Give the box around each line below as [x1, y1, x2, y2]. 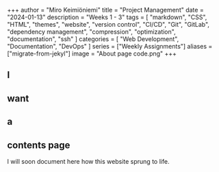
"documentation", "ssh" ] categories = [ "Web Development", [7, 35, 179, 43]
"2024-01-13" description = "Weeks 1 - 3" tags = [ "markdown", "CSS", [7, 13, 207, 21]
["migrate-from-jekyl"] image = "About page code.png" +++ [7, 49, 177, 58]
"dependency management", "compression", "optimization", [7, 27, 176, 36]
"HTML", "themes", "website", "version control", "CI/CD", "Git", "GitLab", [7, 21, 210, 28]
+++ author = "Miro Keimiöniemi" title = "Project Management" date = [7, 6, 204, 14]
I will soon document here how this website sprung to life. [7, 157, 170, 165]
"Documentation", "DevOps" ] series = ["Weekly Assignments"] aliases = [7, 42, 213, 50]
